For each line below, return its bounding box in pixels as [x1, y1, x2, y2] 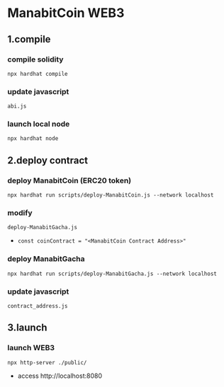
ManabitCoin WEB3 [7, 5, 125, 21]
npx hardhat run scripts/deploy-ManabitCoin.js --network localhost [7, 192, 214, 199]
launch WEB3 [7, 343, 55, 353]
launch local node [7, 119, 70, 129]
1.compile [7, 33, 51, 45]
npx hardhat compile [7, 70, 69, 77]
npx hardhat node [7, 135, 59, 142]
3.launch [7, 322, 47, 334]
